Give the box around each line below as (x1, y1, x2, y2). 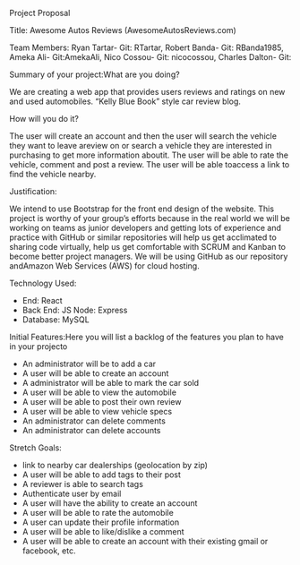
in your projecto (9, 341, 68, 352)
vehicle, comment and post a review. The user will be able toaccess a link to (9, 159, 290, 169)
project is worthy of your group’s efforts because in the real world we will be (9, 213, 291, 223)
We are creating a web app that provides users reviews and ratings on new (9, 87, 286, 97)
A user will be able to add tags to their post (21, 469, 182, 480)
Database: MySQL (21, 314, 90, 325)
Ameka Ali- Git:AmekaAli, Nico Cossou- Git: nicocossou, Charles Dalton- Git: (9, 52, 292, 62)
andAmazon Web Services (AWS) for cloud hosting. (9, 261, 200, 271)
